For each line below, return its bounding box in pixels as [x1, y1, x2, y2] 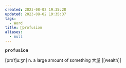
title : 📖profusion [5, 25, 42, 30]
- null [9, 34, 23, 39]
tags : [5, 16, 16, 21]
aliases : [5, 30, 23, 34]
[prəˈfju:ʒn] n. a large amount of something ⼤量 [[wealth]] [5, 57, 122, 63]
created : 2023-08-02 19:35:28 [5, 7, 67, 12]
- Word [9, 20, 23, 26]
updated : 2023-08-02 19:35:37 [5, 12, 67, 17]
